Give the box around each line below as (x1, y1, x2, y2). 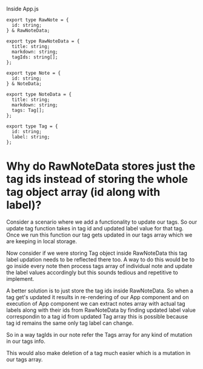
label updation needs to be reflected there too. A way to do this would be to (6, 255, 195, 263)
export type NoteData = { (6, 91, 72, 97)
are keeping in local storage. (6, 237, 78, 245)
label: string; (12, 134, 50, 140)
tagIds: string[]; (12, 54, 59, 60)
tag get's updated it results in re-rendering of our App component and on (6, 293, 189, 300)
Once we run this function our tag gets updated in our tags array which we (6, 231, 193, 238)
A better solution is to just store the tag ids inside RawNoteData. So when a (6, 287, 194, 294)
